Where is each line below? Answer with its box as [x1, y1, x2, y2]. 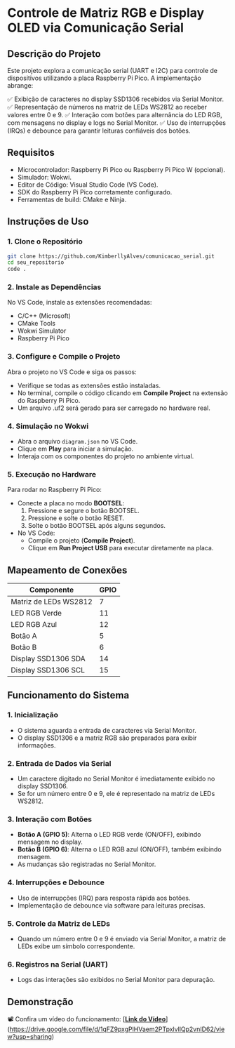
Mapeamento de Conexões [7, 564, 128, 576]
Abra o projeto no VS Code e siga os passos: [7, 367, 137, 376]
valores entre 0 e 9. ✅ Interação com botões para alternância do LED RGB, [7, 111, 222, 119]
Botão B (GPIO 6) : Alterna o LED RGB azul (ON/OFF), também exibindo [17, 845, 222, 854]
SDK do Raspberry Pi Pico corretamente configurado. [17, 187, 173, 196]
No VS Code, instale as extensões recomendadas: [7, 298, 152, 307]
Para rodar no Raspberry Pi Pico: [7, 486, 102, 494]
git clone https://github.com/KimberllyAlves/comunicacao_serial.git [7, 253, 215, 260]
